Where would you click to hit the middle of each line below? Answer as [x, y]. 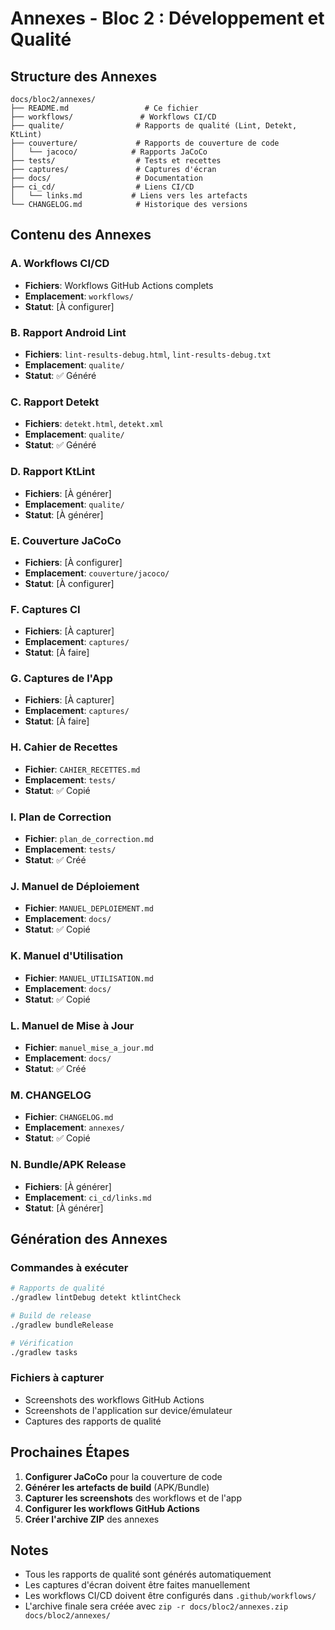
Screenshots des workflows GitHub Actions [114, 1399]
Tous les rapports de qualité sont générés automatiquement [148, 1574]
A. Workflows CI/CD [60, 264]
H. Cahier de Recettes [64, 747]
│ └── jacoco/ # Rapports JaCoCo [109, 152]
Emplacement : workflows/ [79, 296]
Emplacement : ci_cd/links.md [88, 1197]
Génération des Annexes [89, 1238]
